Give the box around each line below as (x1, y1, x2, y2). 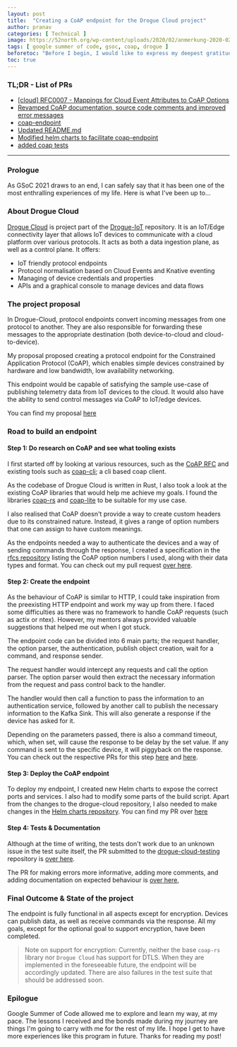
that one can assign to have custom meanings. (7, 525, 143, 533)
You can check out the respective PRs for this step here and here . (7, 753, 199, 761)
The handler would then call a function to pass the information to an (7, 694, 205, 702)
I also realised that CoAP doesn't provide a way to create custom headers (7, 510, 221, 519)
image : (7, 37, 27, 44)
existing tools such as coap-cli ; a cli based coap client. (7, 468, 167, 476)
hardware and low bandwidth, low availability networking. (7, 366, 175, 375)
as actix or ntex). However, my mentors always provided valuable (7, 615, 197, 624)
